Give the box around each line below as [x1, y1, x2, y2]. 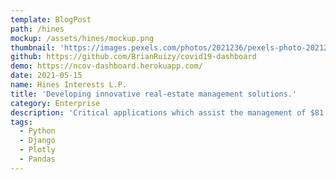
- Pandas [19, 154, 56, 164]
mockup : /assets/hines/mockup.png [10, 33, 155, 43]
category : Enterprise [10, 98, 101, 108]
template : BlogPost [10, 14, 92, 25]
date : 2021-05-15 [10, 71, 83, 81]
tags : [10, 117, 33, 127]
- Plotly [19, 145, 56, 155]
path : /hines [10, 24, 65, 34]
